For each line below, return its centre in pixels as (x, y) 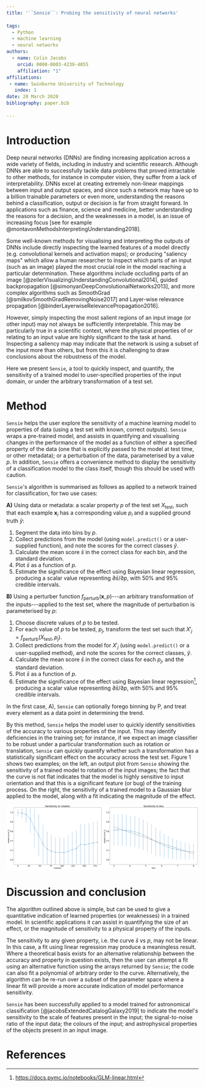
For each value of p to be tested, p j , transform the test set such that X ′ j (104, 630)
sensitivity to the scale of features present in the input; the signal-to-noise (100, 1017)
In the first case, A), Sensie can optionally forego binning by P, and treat (96, 706)
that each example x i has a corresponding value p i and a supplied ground (99, 514)
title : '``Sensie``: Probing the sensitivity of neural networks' (92, 13)
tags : (13, 26)
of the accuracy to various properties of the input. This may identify (91, 731)
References (36, 1055)
